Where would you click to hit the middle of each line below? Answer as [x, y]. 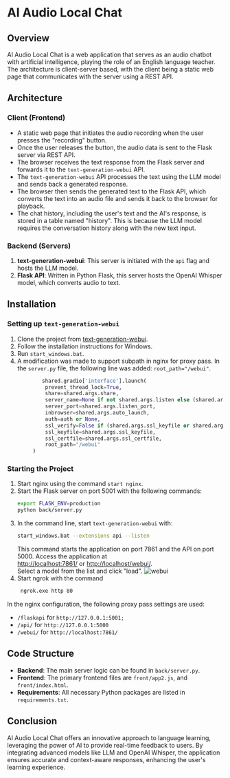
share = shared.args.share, [82, 394]
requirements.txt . [43, 700]
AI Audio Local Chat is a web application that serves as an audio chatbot [110, 54]
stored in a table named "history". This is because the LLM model [110, 220]
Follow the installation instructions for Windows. [85, 346]
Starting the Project [41, 469]
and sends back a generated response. [72, 184]
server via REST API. [46, 155]
